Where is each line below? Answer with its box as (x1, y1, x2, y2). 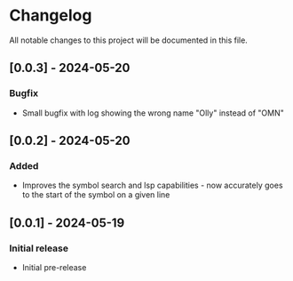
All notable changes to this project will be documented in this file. (9, 35, 249, 45)
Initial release (9, 242, 69, 254)
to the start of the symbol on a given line (21, 189, 170, 200)
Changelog (9, 5, 92, 26)
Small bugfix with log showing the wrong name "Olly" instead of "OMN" (21, 108, 284, 118)
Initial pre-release (21, 262, 87, 272)
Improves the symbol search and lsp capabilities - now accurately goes (21, 180, 283, 191)
